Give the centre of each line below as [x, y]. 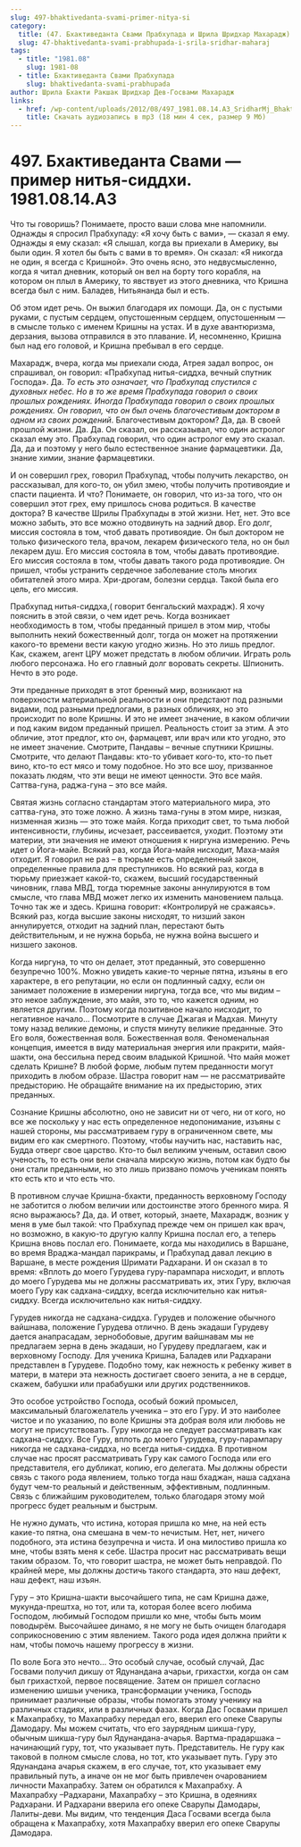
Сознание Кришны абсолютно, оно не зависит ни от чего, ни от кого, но [148, 1112]
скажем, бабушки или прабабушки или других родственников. [130, 1384]
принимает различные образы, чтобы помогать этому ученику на [136, 1700]
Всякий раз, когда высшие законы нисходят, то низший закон [128, 916]
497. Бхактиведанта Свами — [125, 161]
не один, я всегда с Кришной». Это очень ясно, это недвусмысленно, [144, 262]
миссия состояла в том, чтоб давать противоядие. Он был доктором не [147, 532]
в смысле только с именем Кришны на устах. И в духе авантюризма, [143, 327]
